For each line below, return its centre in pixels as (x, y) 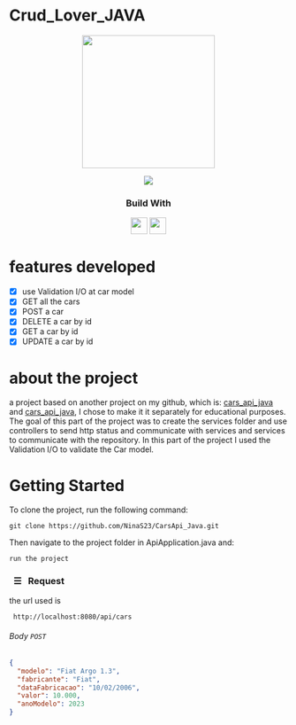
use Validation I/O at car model (78, 292)
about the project (74, 378)
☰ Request (38, 581)
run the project (39, 559)
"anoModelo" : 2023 (51, 704)
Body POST (28, 636)
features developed (83, 267)
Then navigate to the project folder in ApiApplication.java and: (122, 542)
